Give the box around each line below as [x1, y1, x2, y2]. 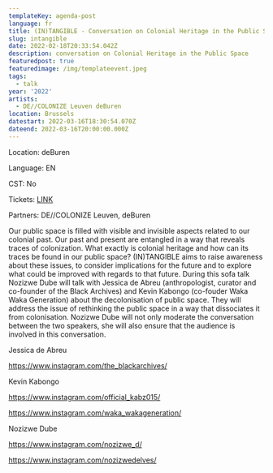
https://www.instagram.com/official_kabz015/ [8, 392, 161, 402]
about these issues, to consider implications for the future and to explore [8, 260, 252, 270]
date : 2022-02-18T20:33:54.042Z [8, 42, 118, 50]
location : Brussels [8, 110, 75, 118]
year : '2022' [8, 87, 53, 96]
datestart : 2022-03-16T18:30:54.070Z [8, 118, 136, 126]
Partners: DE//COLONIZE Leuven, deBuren [8, 210, 151, 220]
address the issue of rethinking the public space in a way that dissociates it [8, 303, 260, 313]
